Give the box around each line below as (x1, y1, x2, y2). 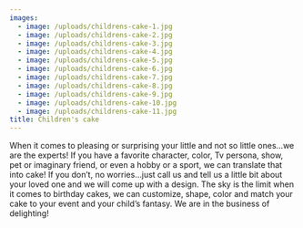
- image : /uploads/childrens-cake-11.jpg (17, 107, 177, 116)
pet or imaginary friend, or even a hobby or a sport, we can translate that (9, 160, 283, 171)
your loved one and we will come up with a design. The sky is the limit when (9, 179, 294, 190)
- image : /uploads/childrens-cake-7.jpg (17, 73, 173, 82)
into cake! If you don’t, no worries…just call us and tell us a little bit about (9, 170, 283, 181)
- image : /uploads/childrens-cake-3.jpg (17, 38, 173, 48)
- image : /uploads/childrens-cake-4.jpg (17, 47, 173, 57)
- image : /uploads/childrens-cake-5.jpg (17, 56, 173, 65)
